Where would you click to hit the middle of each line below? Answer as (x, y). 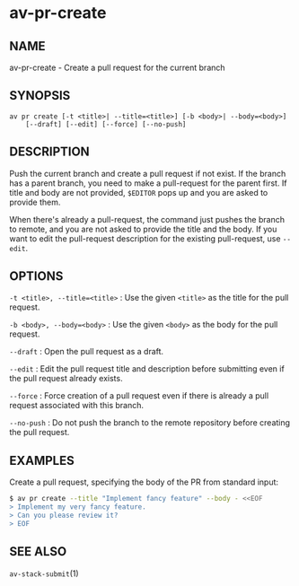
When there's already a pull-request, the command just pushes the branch (147, 219)
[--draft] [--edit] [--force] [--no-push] (106, 124)
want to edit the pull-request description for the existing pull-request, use (145, 238)
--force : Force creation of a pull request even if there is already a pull (139, 396)
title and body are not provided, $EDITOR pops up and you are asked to (139, 192)
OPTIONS (36, 276)
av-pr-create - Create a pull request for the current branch (118, 67)
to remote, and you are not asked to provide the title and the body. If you (143, 229)
